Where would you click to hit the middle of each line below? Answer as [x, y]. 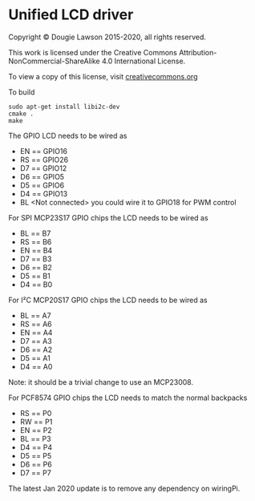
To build [22, 92]
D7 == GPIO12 [43, 168]
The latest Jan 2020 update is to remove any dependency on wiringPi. [124, 488]
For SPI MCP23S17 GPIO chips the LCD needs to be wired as [108, 217]
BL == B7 [35, 233]
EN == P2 [36, 430]
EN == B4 [36, 250]
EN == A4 [36, 332]
